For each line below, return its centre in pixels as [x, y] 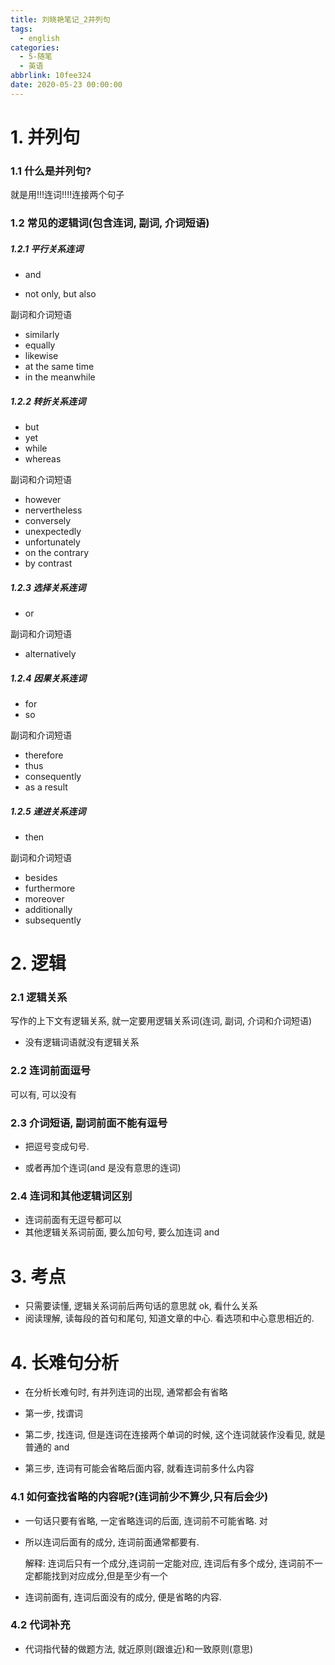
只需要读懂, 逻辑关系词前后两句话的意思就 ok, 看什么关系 [141, 1306]
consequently [53, 777]
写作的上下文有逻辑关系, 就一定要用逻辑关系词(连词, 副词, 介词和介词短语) [161, 1021]
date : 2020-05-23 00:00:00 [66, 85]
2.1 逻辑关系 [39, 998]
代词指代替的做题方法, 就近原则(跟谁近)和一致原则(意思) [139, 1648]
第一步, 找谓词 [53, 1413]
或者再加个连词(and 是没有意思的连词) [103, 1168]
